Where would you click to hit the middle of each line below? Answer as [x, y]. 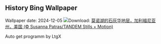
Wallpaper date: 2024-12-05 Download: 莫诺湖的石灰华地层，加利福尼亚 [80, 20]
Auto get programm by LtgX [33, 36]
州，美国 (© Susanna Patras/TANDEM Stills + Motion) [59, 26]
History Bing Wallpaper [41, 8]
